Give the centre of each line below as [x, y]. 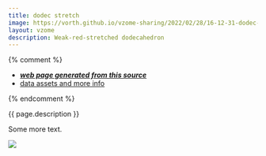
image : [19, 23]
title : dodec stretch [44, 15]
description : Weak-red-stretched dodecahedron [86, 37]
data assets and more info [62, 84]
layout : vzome [32, 30]
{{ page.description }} [44, 114]
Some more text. [35, 129]
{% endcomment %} [42, 98]
